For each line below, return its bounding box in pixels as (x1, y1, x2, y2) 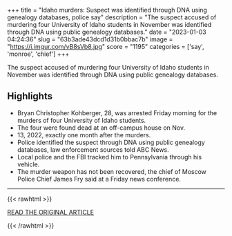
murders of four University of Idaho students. (17, 116, 146, 124)
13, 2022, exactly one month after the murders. (17, 130, 151, 139)
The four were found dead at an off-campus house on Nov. (17, 124, 185, 132)
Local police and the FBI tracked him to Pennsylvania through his (17, 153, 202, 161)
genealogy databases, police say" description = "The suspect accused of (7, 13, 217, 21)
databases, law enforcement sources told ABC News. (17, 145, 169, 154)
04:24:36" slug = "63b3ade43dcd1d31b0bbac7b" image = (7, 35, 173, 43)
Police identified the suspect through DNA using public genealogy (17, 138, 205, 146)
